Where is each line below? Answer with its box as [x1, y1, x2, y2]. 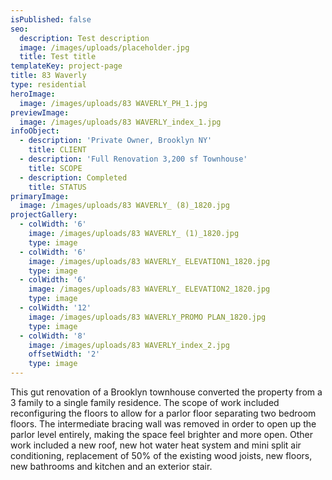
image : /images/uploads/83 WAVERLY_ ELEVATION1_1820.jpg [28, 256, 271, 266]
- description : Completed [19, 172, 128, 183]
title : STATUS [28, 182, 87, 192]
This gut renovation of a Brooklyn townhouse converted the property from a [10, 386, 323, 398]
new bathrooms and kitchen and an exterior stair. [10, 461, 213, 472]
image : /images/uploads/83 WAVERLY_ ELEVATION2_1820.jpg [28, 284, 271, 295]
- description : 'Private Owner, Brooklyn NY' [19, 136, 213, 146]
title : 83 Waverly [10, 71, 87, 81]
